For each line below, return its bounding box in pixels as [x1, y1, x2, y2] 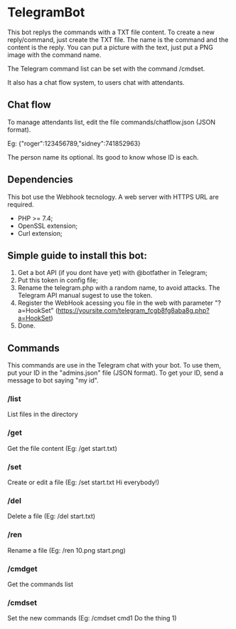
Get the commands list [7, 580, 73, 588]
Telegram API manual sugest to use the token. [17, 291, 153, 300]
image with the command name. [7, 51, 102, 59]
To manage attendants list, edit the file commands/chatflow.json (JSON [7, 118, 215, 126]
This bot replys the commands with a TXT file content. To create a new [7, 28, 215, 36]
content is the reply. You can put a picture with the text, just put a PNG [7, 43, 213, 51]
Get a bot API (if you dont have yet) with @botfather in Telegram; [17, 269, 208, 277]
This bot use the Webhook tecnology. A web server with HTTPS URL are [7, 192, 219, 201]
